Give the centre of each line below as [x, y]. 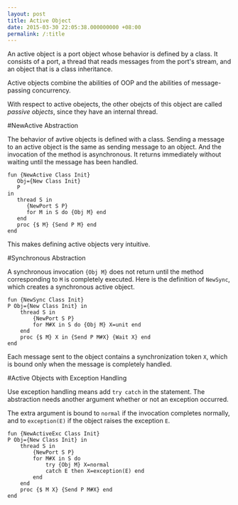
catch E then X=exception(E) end [94, 471]
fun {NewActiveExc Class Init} [54, 434]
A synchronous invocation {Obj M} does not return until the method [106, 272]
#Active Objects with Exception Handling [67, 378]
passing [19, 90]
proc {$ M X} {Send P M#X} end [66, 490]
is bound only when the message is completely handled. [90, 364]
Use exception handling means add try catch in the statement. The [106, 392]
